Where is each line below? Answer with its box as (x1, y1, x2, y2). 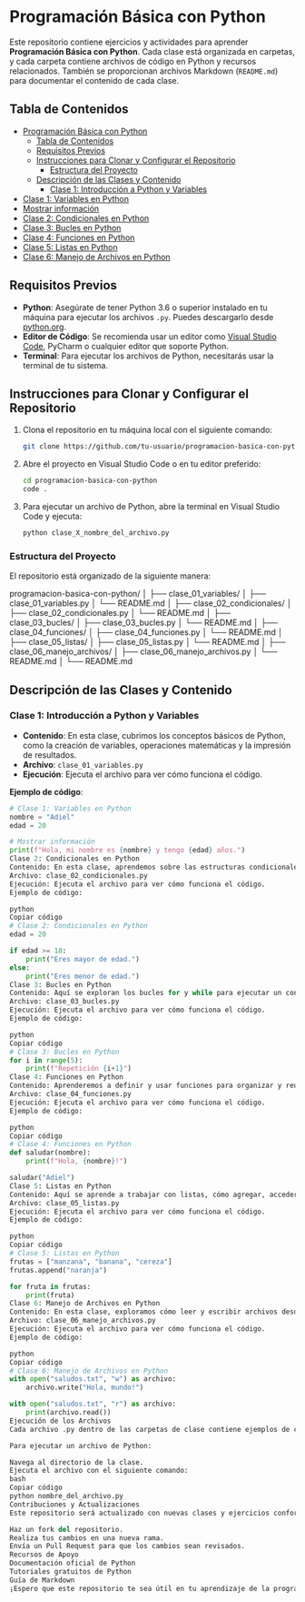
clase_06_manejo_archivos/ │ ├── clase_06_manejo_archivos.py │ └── (9, 646, 278, 657)
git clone (22, 442, 61, 451)
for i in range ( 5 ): (9, 1055, 84, 1065)
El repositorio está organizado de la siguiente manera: (9, 570, 212, 581)
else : (9, 962, 30, 972)
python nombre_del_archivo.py (9, 1492, 124, 1501)
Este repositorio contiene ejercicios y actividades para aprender (9, 36, 249, 47)
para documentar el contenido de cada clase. (9, 75, 180, 86)
